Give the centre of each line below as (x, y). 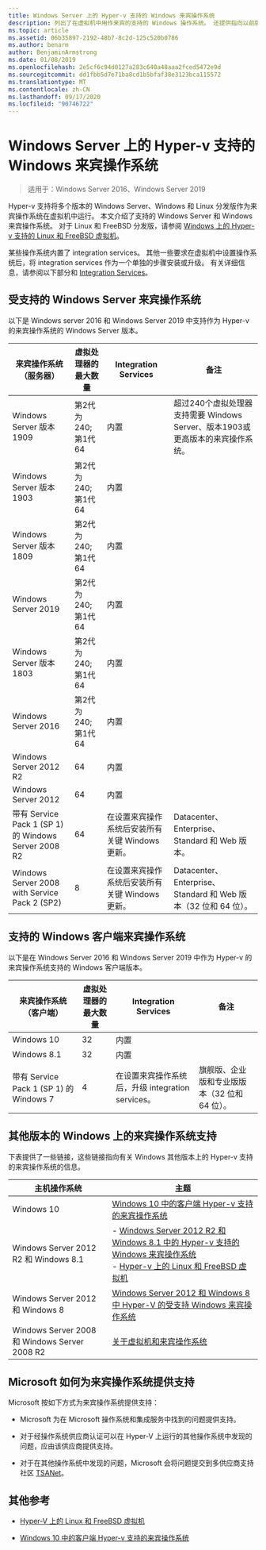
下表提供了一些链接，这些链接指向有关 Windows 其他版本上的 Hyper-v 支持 (131, 1156)
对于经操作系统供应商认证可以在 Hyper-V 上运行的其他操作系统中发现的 (136, 1437)
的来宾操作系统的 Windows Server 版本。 (75, 330)
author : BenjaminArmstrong (53, 52)
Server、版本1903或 (212, 427)
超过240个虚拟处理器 (213, 403)
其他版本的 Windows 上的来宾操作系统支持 (112, 1136)
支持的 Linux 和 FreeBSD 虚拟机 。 (69, 236)
